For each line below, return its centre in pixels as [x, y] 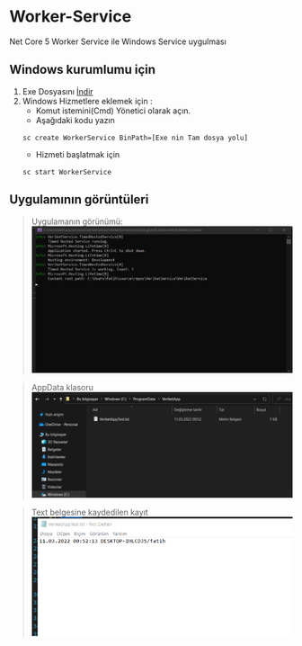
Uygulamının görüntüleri [79, 200]
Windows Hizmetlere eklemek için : [87, 101]
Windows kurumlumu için [82, 70]
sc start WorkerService [67, 172]
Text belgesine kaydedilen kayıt [89, 512]
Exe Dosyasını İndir [58, 91]
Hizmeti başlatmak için [78, 154]
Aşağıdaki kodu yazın [75, 120]
